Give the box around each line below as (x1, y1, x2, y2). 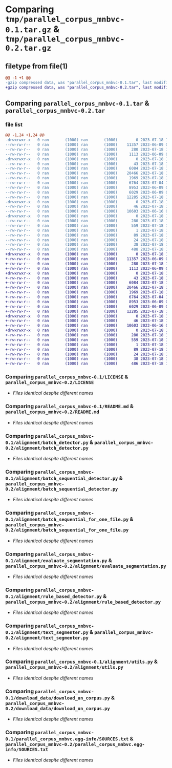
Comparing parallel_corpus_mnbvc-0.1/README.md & (5, 403, 134, 410)
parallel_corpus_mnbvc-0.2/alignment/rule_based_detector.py (5, 599, 161, 605)
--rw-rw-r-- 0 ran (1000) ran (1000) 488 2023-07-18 (5, 247, 164, 252)
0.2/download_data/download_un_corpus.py (5, 706, 110, 711)
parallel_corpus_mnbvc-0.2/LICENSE (5, 380, 94, 386)
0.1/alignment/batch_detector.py (5, 439, 89, 445)
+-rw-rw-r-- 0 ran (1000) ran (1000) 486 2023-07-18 (5, 361, 164, 367)
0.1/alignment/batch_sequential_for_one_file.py (5, 517, 129, 523)
